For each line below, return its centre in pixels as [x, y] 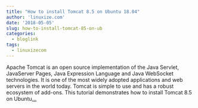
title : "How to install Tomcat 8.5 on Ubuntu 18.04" [73, 12]
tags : [13, 45]
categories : [21, 34]
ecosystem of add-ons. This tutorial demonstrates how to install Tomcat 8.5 [99, 92]
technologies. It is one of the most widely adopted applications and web [95, 80]
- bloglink [25, 39]
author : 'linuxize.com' [36, 17]
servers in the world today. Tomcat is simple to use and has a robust [90, 86]
